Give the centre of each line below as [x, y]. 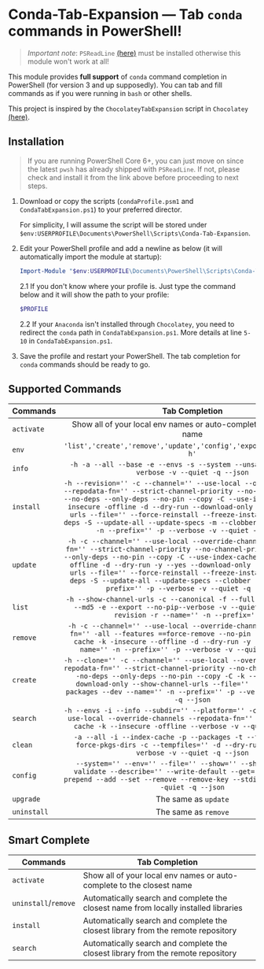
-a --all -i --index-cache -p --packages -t [158, 737]
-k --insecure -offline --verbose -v [169, 727]
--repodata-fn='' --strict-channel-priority [148, 491]
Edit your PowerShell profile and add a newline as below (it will [121, 248]
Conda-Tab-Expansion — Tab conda [125, 15]
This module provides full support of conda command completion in [117, 76]
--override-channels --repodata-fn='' [180, 719]
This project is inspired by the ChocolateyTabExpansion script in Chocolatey [128, 109]
